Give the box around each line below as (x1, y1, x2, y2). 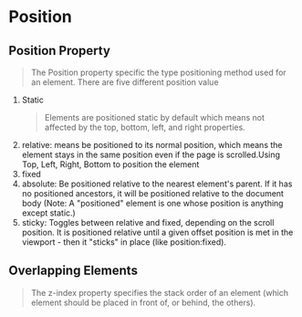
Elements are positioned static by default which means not (44, 112, 266, 122)
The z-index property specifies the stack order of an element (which (30, 287, 289, 298)
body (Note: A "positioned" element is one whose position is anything (21, 198, 284, 208)
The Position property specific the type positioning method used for (30, 67, 286, 78)
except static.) (21, 207, 77, 218)
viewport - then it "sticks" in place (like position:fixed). (21, 237, 227, 248)
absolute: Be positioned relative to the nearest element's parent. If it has (21, 178, 293, 189)
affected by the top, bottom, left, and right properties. (44, 122, 245, 132)
